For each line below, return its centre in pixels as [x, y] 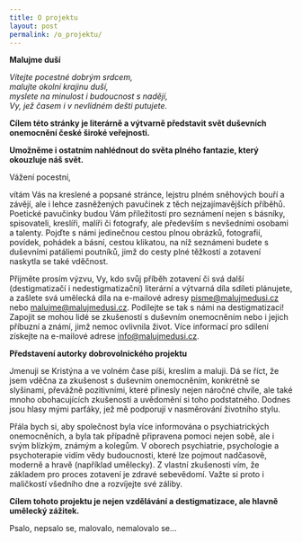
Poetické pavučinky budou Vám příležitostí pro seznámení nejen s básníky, [147, 214]
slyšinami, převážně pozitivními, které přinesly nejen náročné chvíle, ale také [151, 390]
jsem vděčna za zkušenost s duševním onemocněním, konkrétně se [135, 381]
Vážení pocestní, [40, 177]
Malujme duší [35, 60]
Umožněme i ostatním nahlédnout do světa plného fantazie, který [134, 150]
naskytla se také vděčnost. [59, 262]
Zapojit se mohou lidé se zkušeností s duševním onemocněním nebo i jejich [149, 317]
